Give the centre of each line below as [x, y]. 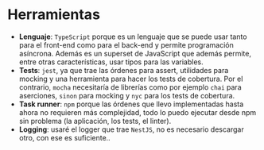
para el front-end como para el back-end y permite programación [126, 44]
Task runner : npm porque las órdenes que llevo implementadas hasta [131, 104]
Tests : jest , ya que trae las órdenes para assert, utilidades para [124, 70]
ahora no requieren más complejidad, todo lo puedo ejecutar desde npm [138, 112]
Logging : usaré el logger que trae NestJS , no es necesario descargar [131, 129]
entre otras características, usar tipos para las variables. [111, 62]
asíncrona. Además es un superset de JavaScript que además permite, [135, 53]
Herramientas [54, 15]
